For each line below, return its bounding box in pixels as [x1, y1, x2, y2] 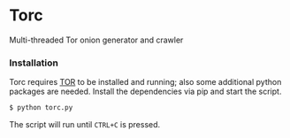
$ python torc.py [9, 103, 73, 112]
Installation [9, 57, 59, 69]
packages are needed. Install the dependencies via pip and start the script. [9, 86, 282, 97]
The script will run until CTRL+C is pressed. [9, 119, 161, 130]
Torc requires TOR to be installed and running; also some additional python [9, 77, 282, 88]
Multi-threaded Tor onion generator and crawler [9, 34, 184, 45]
